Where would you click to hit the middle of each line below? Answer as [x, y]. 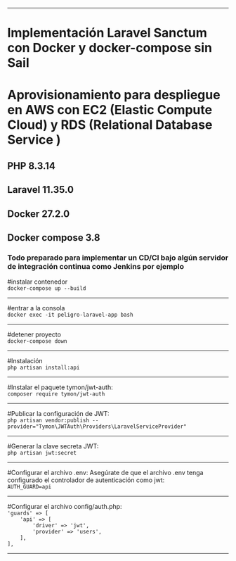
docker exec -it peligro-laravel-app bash [70, 315]
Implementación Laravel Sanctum [107, 33]
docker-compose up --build [47, 289]
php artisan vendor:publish [48, 421]
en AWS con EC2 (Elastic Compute [110, 110]
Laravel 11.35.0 [40, 190]
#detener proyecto [34, 334]
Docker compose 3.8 [54, 238]
